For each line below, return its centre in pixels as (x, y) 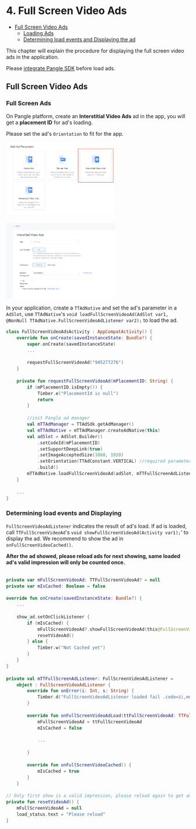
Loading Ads (38, 33)
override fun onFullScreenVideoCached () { (79, 765)
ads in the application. (33, 57)
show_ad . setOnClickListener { (53, 617)
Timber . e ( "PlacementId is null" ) (78, 393)
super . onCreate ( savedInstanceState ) (71, 344)
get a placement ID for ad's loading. (50, 122)
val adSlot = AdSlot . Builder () (65, 436)
